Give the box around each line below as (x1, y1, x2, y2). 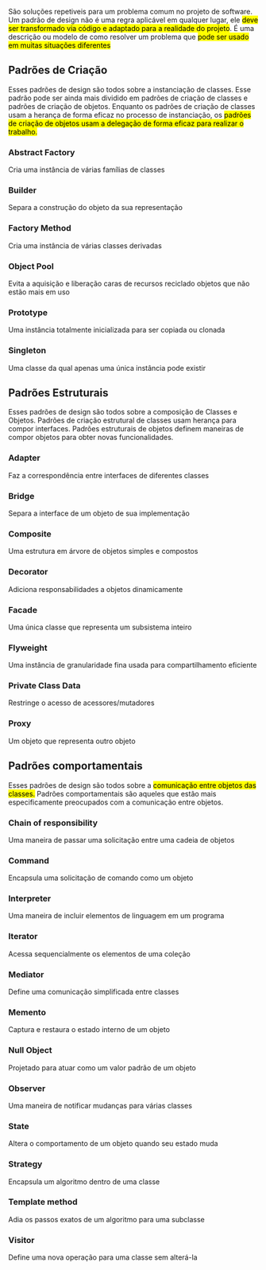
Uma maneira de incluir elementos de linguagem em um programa (8, 911, 225, 921)
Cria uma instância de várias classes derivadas (8, 240, 163, 250)
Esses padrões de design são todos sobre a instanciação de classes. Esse (8, 84, 252, 94)
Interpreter (8, 893, 52, 904)
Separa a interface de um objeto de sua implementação (8, 508, 191, 518)
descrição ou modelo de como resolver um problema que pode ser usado (8, 32, 249, 41)
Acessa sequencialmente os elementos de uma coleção (8, 949, 191, 958)
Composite (8, 528, 52, 540)
